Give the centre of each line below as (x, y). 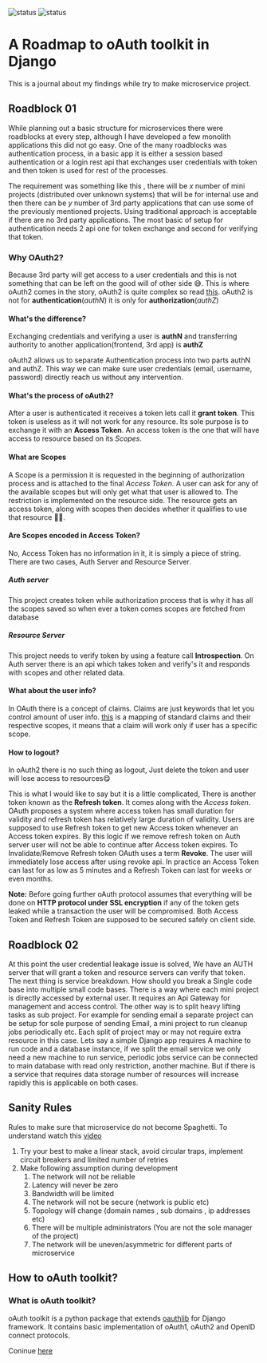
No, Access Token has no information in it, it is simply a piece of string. (125, 553)
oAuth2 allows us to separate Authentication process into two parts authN (130, 360)
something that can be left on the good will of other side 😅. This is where (129, 283)
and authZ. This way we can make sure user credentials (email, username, (130, 369)
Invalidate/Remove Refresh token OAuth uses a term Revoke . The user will (130, 854)
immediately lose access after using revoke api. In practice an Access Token (133, 862)
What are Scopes (37, 457)
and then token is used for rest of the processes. (88, 170)
